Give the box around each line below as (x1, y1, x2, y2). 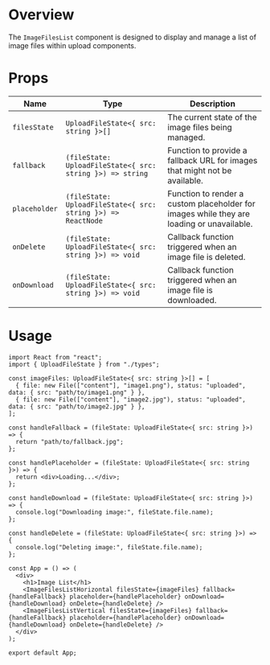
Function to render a (167, 187, 244, 199)
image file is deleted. (167, 251, 246, 262)
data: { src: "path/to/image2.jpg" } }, (8, 402, 146, 411)
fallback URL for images (167, 154, 258, 166)
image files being (167, 121, 233, 133)
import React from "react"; (8, 353, 103, 361)
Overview (8, 6, 75, 24)
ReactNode (65, 216, 103, 225)
